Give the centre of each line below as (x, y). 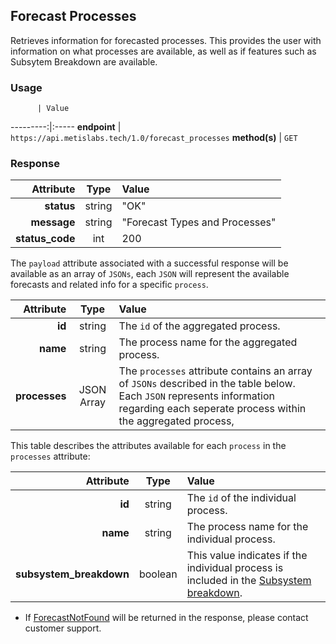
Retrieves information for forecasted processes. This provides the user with (166, 40)
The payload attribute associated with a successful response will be (149, 263)
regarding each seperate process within (212, 409)
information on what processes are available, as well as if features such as (163, 51)
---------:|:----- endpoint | (66, 127)
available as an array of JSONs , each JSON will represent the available (150, 274)
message (53, 222)
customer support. (63, 628)
